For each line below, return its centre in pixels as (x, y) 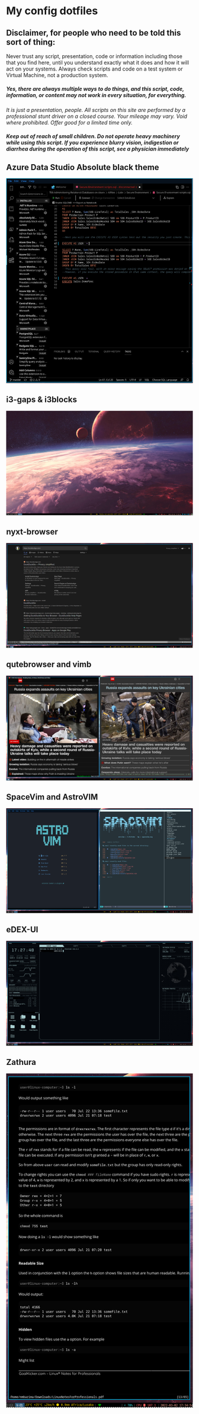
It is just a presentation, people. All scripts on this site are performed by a (96, 110)
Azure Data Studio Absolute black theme (83, 167)
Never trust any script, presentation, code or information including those (94, 56)
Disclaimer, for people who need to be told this (94, 33)
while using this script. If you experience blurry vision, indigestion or (92, 142)
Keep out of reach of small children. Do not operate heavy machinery (93, 136)
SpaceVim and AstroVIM (52, 797)
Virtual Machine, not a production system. (57, 75)
